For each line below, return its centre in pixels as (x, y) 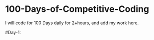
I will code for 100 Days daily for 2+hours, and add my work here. (72, 23)
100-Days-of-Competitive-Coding (77, 9)
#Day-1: (13, 32)
